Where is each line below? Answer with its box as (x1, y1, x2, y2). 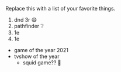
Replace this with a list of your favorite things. (5, 5, 116, 12)
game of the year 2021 (13, 47, 68, 53)
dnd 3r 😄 (13, 16, 37, 23)
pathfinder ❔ (13, 23, 44, 29)
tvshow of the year (13, 53, 60, 60)
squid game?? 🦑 (22, 59, 62, 66)
